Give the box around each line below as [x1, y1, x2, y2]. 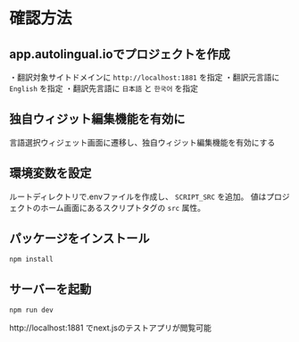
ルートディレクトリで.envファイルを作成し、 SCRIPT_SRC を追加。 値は [9, 191, 267, 202]
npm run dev [9, 305, 54, 315]
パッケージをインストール [9, 231, 150, 246]
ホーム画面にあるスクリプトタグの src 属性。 [39, 202, 205, 213]
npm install [9, 255, 54, 264]
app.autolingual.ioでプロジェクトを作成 [9, 46, 230, 62]
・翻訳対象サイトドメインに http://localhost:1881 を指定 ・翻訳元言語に [9, 72, 280, 82]
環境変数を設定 [9, 166, 92, 181]
